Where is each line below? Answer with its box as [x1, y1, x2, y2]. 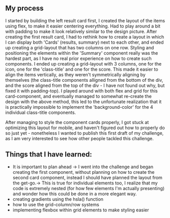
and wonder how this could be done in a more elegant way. [12, 191, 137, 197]
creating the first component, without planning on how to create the [12, 169, 155, 175]
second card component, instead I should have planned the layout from [12, 174, 163, 180]
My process [5, 4, 44, 13]
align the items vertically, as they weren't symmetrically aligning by [5, 71, 146, 78]
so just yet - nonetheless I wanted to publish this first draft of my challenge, [5, 130, 164, 136]
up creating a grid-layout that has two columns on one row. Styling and [5, 44, 154, 50]
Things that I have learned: [5, 150, 93, 159]
